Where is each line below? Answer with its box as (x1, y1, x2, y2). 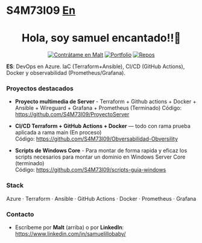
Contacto (6, 210, 34, 218)
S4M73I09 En (6, 4, 76, 17)
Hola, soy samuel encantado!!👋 (21, 31, 181, 45)
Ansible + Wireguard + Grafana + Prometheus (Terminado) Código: (14, 104, 182, 112)
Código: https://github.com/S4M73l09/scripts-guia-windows (14, 166, 166, 174)
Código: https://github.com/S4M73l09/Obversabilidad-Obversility (14, 135, 178, 142)
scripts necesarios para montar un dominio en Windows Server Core (14, 153, 186, 160)
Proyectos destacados (6, 84, 74, 93)
